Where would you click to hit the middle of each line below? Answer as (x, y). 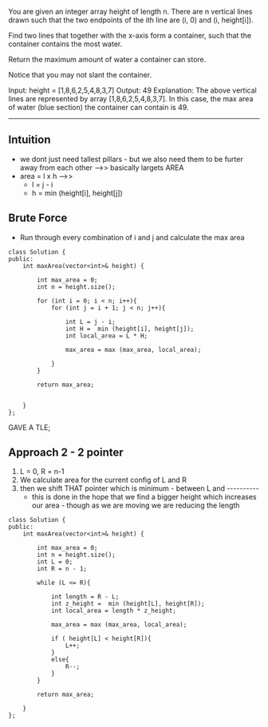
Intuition (30, 140)
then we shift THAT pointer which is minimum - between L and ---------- (139, 488)
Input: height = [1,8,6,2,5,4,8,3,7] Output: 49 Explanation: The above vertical (132, 90)
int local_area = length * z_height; (114, 611)
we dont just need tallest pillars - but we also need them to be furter (131, 159)
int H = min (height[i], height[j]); (130, 329)
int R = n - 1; (62, 569)
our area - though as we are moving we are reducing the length (136, 505)
